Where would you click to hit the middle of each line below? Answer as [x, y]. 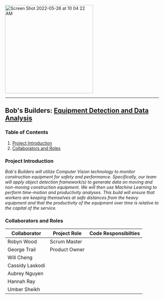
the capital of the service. [31, 208]
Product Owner [67, 249]
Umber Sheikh [24, 290]
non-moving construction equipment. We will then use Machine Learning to [81, 187]
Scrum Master [66, 242]
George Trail [22, 249]
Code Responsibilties [115, 233]
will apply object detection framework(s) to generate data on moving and [79, 182]
